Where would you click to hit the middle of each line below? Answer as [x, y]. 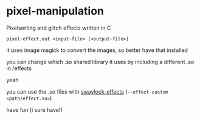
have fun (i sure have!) [34, 109]
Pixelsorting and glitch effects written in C [59, 28]
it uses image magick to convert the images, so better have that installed [97, 50]
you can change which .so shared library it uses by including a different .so [100, 62]
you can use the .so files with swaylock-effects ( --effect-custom [87, 91]
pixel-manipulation [55, 11]
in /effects [19, 68]
